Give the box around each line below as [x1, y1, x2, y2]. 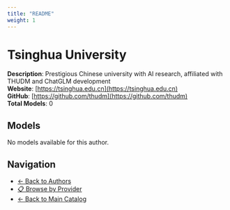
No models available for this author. [7, 138, 109, 147]
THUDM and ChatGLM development [7, 77, 111, 86]
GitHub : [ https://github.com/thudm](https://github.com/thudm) [7, 92, 188, 100]
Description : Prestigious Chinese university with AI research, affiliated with [7, 70, 223, 78]
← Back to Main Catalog [17, 195, 87, 203]
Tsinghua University [7, 47, 127, 63]
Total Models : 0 [7, 99, 54, 108]
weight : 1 [7, 17, 36, 24]
